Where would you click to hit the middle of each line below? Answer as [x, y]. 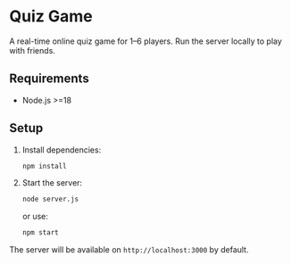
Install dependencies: [62, 150]
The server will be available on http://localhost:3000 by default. [129, 250]
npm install [44, 166]
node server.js [50, 199]
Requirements [49, 79]
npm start [41, 233]
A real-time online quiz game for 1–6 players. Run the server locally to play [146, 41]
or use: [35, 217]
